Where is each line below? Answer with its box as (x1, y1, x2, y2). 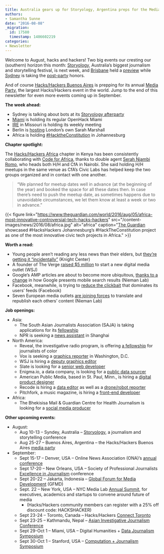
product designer (19, 379, 55, 385)
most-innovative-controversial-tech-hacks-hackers (5, 216, 108, 222)
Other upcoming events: (5, 414, 56, 420)
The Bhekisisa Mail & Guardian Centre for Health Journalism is (19, 400, 145, 405)
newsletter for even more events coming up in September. (5, 92, 122, 98)
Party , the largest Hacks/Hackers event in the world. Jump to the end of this (5, 87, 158, 93)
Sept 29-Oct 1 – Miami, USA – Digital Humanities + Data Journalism (19, 528, 155, 533)
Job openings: (5, 307, 35, 313)
